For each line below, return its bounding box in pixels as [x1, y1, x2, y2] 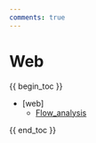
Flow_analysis [35, 107, 87, 118]
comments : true [9, 12, 66, 22]
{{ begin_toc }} [9, 81, 63, 91]
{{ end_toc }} [9, 124, 56, 135]
